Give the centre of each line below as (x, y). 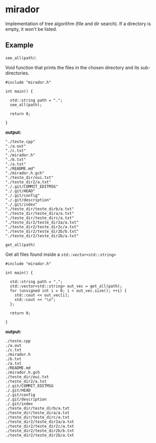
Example (19, 45)
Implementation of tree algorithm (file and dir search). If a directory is (78, 24)
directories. (17, 73)
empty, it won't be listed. (31, 29)
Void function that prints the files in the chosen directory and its (72, 67)
